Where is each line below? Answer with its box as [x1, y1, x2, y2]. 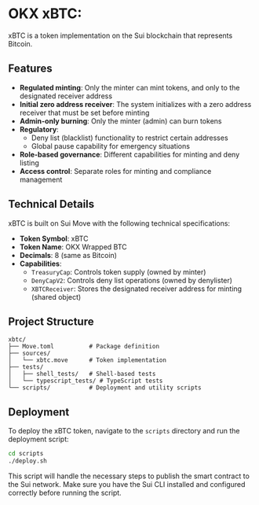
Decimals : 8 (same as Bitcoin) [19, 250, 118, 260]
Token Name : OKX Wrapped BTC [19, 241, 127, 252]
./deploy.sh [8, 457, 47, 465]
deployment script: [8, 434, 69, 444]
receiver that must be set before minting [19, 108, 150, 117]
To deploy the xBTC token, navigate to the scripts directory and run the [8, 426, 240, 436]
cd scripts [8, 450, 44, 458]
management [19, 175, 63, 184]
